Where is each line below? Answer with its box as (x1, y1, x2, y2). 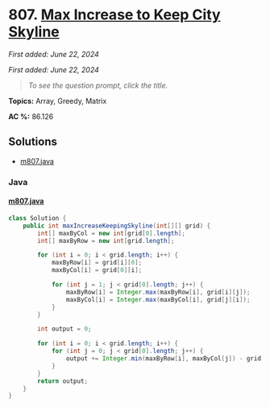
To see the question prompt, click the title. (27, 80, 168, 90)
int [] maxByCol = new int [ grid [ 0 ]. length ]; (37, 229, 185, 237)
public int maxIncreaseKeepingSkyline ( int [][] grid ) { (23, 221, 211, 230)
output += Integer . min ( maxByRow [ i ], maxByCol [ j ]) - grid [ (65, 355, 265, 363)
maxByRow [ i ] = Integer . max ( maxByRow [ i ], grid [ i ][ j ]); (65, 288, 251, 296)
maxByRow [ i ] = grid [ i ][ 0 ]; (51, 259, 143, 267)
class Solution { (8, 214, 67, 222)
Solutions (8, 135, 58, 149)
